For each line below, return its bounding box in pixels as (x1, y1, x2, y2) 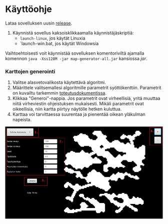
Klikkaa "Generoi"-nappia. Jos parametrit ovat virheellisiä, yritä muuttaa (12, 95, 160, 101)
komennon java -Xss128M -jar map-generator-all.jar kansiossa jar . (5, 55, 147, 61)
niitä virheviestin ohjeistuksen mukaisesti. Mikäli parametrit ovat (12, 101, 144, 107)
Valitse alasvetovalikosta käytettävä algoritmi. (12, 79, 106, 86)
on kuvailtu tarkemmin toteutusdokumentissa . (12, 90, 106, 96)
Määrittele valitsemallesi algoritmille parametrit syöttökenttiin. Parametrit (12, 85, 161, 91)
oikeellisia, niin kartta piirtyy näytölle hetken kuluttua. (12, 106, 122, 112)
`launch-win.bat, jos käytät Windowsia (19, 40, 99, 46)
